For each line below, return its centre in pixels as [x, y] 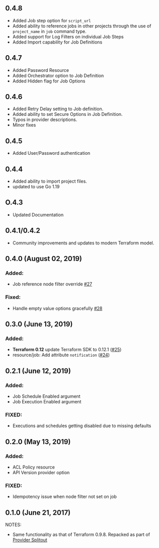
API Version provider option [41, 473]
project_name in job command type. [49, 31]
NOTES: [13, 525]
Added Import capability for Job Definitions [57, 42]
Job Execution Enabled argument [47, 402]
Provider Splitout [30, 540]
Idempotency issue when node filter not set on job [65, 497]
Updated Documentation [38, 215]
